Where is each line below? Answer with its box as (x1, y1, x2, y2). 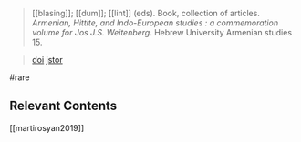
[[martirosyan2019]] (9, 122, 85, 133)
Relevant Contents (9, 98, 118, 114)
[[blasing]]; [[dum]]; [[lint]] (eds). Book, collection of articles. (31, 8, 260, 18)
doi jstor (31, 55, 63, 65)
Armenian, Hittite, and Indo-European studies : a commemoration (31, 17, 279, 28)
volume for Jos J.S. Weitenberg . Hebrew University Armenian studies (31, 27, 293, 37)
